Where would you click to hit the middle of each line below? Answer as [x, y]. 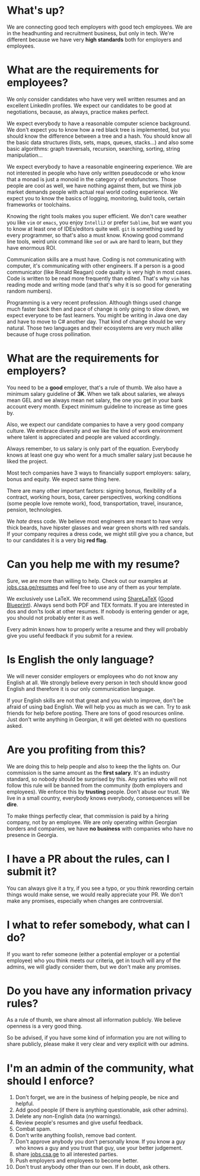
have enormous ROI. [32, 247]
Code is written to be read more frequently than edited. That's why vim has [98, 278]
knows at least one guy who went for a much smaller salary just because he [99, 455]
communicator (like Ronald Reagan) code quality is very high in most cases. [99, 272]
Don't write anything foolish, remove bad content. [76, 1135]
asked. [15, 725]
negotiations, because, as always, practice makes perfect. [78, 111]
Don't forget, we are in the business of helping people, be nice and [97, 1097]
